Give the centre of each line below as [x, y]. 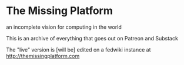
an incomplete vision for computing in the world [64, 27]
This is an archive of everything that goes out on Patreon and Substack [92, 38]
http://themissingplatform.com [43, 56]
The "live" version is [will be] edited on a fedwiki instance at [78, 49]
